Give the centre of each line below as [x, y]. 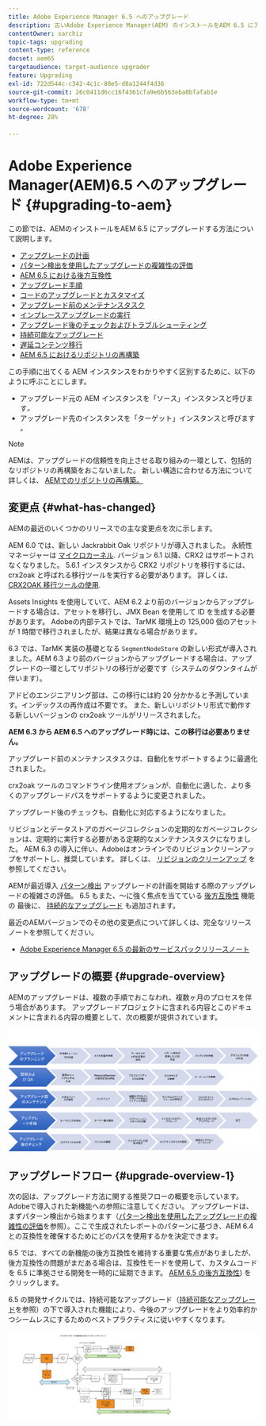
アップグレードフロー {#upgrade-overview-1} [122, 1175]
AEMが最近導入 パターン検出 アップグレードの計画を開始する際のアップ [125, 885]
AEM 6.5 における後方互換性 [66, 275]
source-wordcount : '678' [49, 109]
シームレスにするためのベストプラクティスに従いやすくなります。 [122, 1319]
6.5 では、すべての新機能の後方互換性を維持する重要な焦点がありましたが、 [132, 1253]
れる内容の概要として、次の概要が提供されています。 [136, 1017]
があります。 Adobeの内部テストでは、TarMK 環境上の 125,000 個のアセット [133, 621]
